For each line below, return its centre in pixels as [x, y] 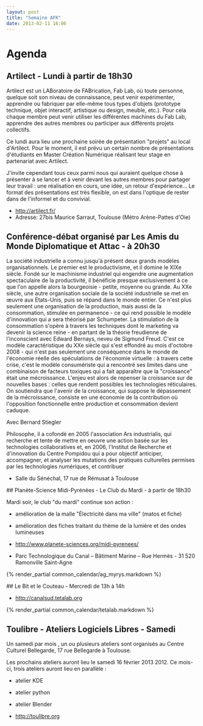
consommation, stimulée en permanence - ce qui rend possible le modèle [99, 313]
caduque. [18, 410]
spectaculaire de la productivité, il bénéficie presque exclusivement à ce [97, 280]
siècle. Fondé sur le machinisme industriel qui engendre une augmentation [100, 274]
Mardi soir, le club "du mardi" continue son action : [70, 502]
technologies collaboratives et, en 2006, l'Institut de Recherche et [89, 447]
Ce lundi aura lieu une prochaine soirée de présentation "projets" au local [98, 142]
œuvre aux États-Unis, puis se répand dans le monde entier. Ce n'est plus [99, 300]
